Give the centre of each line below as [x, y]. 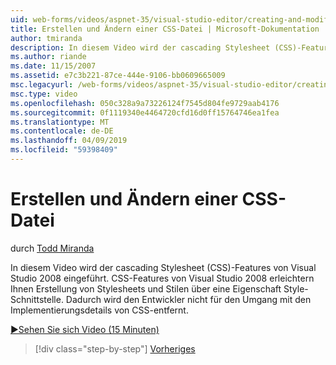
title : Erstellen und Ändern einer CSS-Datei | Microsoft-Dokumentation [165, 29]
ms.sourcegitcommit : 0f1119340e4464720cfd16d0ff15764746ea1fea [145, 112]
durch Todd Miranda [52, 248]
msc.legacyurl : [42, 85]
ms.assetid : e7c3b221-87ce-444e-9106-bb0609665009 [118, 76]
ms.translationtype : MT [60, 122]
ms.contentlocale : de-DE [62, 131]
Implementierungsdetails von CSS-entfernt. [99, 310]
